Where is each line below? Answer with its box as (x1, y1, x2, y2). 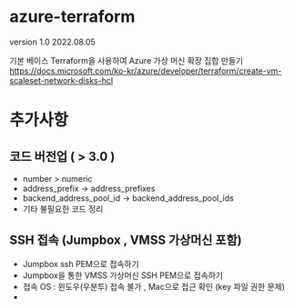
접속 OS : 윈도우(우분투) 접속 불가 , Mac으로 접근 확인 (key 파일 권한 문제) (22, 281, 285, 292)
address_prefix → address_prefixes (22, 183, 156, 194)
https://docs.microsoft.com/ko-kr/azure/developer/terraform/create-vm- (9, 65, 282, 76)
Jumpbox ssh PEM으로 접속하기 (22, 258, 139, 269)
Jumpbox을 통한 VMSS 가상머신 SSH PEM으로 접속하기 (22, 270, 223, 281)
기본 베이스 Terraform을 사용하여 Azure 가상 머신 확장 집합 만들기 (9, 55, 244, 65)
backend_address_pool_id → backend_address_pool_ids (22, 193, 234, 204)
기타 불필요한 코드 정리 (22, 203, 104, 214)
